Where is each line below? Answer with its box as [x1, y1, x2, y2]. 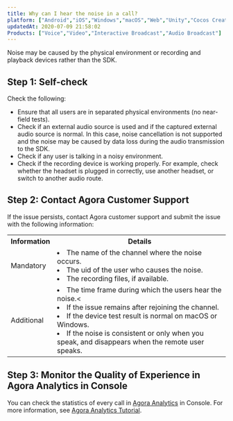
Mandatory [10, 261, 46, 270]
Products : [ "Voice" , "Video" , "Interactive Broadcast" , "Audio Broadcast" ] [7, 29, 222, 37]
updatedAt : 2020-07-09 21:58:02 [7, 23, 101, 30]
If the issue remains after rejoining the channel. [66, 302, 220, 312]
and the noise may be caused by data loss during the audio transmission [17, 137, 225, 146]
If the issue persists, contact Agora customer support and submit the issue [7, 212, 221, 221]
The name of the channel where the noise [66, 248, 202, 257]
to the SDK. [17, 145, 51, 153]
